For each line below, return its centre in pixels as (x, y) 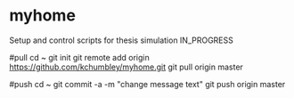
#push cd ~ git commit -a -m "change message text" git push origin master (147, 84)
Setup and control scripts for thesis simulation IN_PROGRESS (121, 40)
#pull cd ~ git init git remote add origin (79, 57)
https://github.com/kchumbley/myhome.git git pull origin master (126, 67)
